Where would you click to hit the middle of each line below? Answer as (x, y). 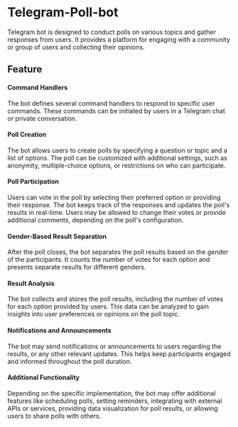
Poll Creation (27, 135)
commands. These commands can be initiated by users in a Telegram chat (117, 111)
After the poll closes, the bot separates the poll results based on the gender (118, 252)
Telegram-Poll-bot (63, 12)
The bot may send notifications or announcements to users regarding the (114, 346)
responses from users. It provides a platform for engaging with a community (119, 39)
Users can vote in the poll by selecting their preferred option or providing (114, 197)
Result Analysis (31, 283)
